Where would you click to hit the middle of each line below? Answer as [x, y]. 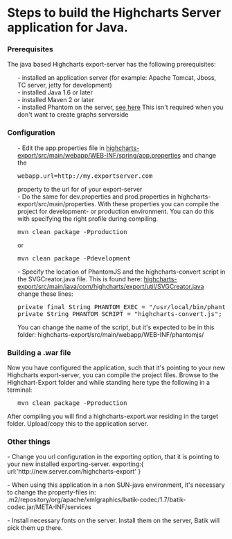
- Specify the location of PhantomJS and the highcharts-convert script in [121, 272]
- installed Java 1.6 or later [55, 92]
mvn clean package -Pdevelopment [74, 258]
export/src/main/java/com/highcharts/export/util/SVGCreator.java [110, 286]
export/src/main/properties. [57, 204]
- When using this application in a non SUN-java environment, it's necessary [116, 485]
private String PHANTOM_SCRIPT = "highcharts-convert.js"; [119, 314]
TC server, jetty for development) [64, 85]
